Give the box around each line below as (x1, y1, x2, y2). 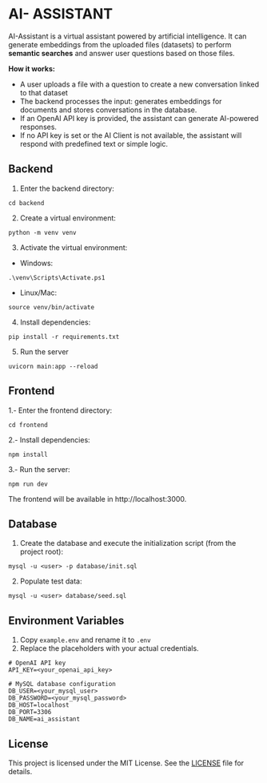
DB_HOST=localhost (8, 701, 70, 709)
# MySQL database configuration (8, 680, 116, 688)
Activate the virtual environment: (19, 242, 128, 252)
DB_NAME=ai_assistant (8, 715, 81, 724)
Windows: (19, 258, 54, 268)
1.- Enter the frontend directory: (8, 406, 113, 415)
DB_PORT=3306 (8, 708, 52, 716)
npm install (8, 450, 48, 458)
